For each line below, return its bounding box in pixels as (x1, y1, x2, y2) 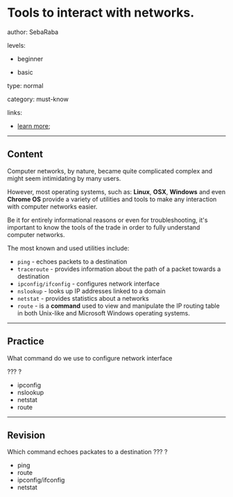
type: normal (7, 81, 44, 89)
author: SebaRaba (7, 28, 59, 36)
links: (7, 108, 23, 116)
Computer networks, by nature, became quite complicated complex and (7, 166, 213, 175)
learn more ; (17, 121, 51, 130)
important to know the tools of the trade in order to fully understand (7, 223, 200, 232)
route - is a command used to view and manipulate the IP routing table (17, 302, 220, 310)
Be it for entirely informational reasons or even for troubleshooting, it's (7, 216, 208, 224)
